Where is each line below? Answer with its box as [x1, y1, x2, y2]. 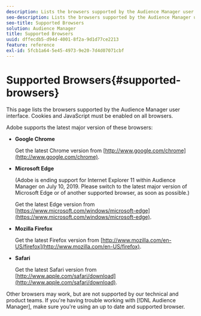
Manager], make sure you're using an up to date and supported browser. [6, 303, 185, 310]
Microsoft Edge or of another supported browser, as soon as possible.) [14, 189, 190, 196]
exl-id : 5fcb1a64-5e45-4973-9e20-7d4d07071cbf [6, 48, 124, 54]
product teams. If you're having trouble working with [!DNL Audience [6, 296, 176, 303]
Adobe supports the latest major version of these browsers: [6, 124, 153, 131]
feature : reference [6, 42, 55, 48]
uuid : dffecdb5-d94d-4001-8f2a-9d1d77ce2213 [6, 36, 119, 42]
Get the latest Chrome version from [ [14, 147, 106, 154]
